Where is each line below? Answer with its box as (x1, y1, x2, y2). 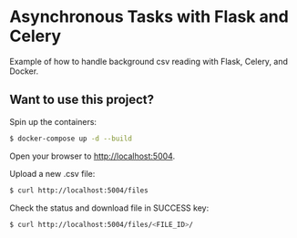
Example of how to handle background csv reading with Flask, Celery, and (9, 56, 289, 67)
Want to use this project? (9, 92, 155, 108)
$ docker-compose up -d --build (9, 134, 132, 143)
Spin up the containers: (9, 116, 97, 127)
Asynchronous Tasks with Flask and (9, 6, 289, 27)
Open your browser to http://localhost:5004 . (9, 150, 176, 161)
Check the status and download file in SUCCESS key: (9, 202, 210, 213)
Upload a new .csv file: (9, 168, 96, 179)
